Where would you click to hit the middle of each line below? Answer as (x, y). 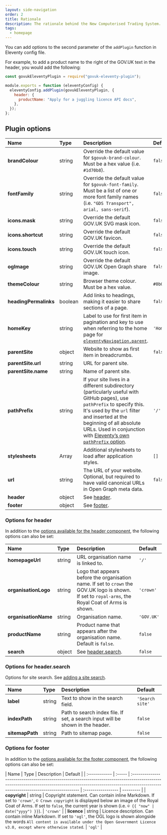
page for (93, 334)
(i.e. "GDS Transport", (109, 203)
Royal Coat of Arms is (102, 603)
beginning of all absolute (112, 423)
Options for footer (27, 748)
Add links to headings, (109, 295)
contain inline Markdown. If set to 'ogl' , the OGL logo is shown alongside (80, 816)
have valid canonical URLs (114, 483)
